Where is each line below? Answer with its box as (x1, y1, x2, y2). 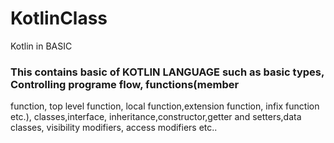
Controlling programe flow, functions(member (10, 77, 240, 91)
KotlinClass (10, 7, 108, 30)
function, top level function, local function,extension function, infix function (10, 100, 320, 112)
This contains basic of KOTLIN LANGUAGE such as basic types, (10, 65, 325, 79)
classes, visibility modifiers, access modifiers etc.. (10, 122, 218, 134)
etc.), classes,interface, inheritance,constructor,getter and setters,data (10, 111, 302, 123)
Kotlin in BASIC (10, 40, 73, 52)
